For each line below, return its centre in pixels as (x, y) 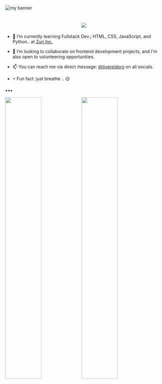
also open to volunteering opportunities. (53, 57)
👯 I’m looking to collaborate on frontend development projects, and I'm (85, 51)
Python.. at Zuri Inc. (33, 42)
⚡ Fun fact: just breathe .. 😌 (41, 78)
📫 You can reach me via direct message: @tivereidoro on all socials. (83, 67)
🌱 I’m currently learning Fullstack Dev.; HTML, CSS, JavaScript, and (81, 36)
